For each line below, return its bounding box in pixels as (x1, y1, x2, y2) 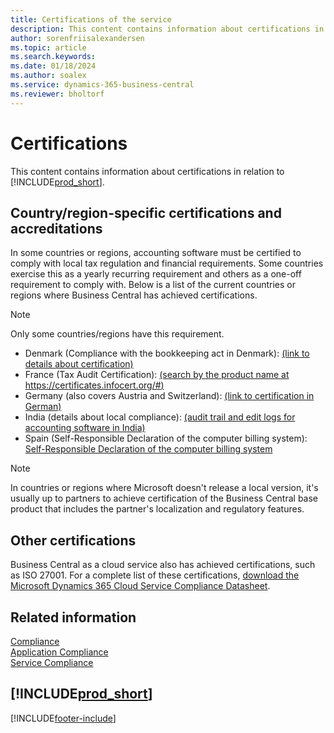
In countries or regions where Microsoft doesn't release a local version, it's (10, 482, 319, 494)
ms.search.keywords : (10, 52, 97, 62)
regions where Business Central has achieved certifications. (10, 289, 258, 301)
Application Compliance (10, 646, 109, 658)
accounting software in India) (24, 422, 146, 434)
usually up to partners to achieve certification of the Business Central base (10, 492, 319, 505)
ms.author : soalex (10, 71, 87, 81)
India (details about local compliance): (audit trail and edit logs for (24, 411, 296, 423)
